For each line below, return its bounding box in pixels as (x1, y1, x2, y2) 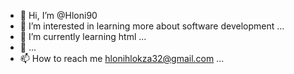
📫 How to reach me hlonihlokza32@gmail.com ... (19, 53, 225, 64)
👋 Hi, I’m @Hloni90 (19, 10, 98, 21)
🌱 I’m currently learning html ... (19, 31, 147, 42)
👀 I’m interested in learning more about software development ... (19, 20, 285, 32)
